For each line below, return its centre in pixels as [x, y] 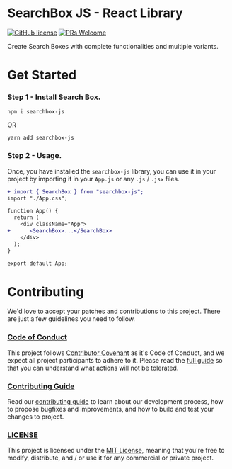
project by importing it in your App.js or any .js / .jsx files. [93, 179]
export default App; [38, 264]
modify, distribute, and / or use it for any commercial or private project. [111, 458]
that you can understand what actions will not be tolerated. [93, 368]
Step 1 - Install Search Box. [54, 97]
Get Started [42, 75]
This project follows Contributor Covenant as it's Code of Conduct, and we [116, 353]
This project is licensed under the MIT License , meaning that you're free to [116, 451]
